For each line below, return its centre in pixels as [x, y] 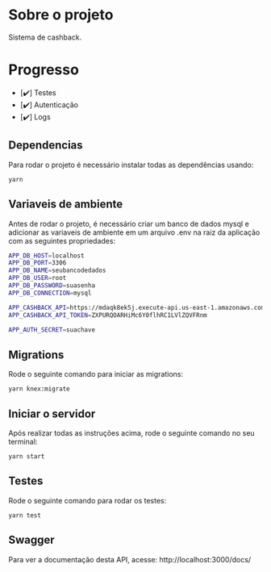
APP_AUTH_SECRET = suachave [52, 330]
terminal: [23, 442]
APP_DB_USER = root [38, 278]
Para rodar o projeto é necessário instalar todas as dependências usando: [131, 165]
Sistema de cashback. [45, 37]
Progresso [44, 70]
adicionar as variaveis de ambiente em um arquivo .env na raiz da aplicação [134, 232]
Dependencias [46, 146]
